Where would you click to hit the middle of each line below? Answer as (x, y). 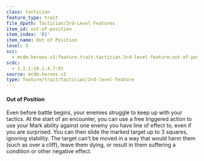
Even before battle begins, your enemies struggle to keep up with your (94, 112)
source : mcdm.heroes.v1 (36, 74)
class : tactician (28, 12)
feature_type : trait (32, 18)
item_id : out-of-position (39, 29)
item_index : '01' (28, 35)
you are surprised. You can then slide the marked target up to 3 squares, (97, 132)
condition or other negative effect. (49, 151)
